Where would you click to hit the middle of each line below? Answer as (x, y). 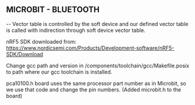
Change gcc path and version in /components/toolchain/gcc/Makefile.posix (98, 65)
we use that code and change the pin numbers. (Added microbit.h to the (94, 89)
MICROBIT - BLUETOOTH (53, 10)
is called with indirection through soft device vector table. (76, 30)
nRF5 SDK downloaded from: (41, 41)
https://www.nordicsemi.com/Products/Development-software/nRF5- (90, 48)
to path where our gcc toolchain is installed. (59, 72)
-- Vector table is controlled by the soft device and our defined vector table (97, 24)
